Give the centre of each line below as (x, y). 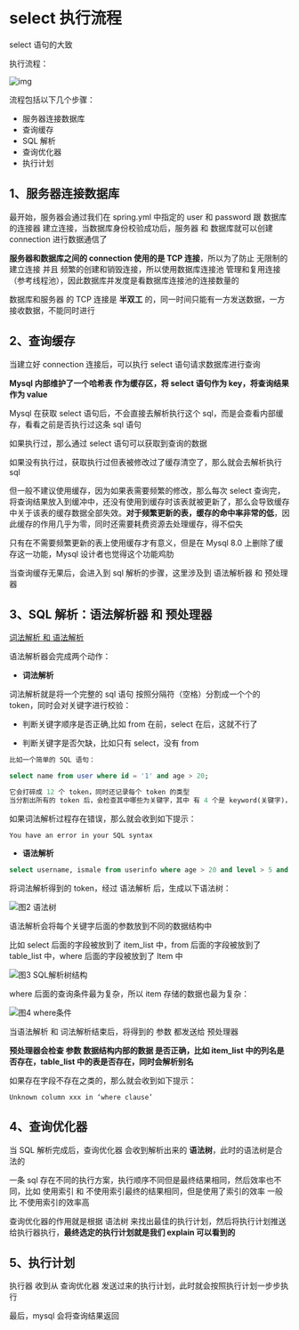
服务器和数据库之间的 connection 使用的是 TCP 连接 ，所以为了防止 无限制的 (149, 258)
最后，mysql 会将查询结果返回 (65, 1316)
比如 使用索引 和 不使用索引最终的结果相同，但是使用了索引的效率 (145, 1191)
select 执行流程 (65, 18)
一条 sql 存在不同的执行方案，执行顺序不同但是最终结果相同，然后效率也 (141, 1180)
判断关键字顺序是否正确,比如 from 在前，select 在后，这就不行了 (140, 724)
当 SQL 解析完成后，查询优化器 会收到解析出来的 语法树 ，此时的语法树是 (142, 1149)
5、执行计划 (42, 1263)
